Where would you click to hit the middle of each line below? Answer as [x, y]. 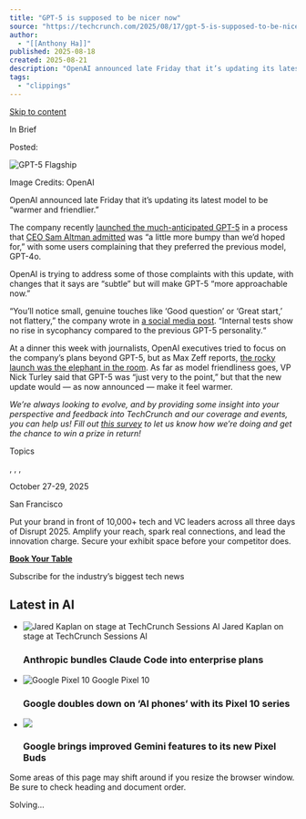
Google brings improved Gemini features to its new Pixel [149, 746]
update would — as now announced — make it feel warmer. [122, 386]
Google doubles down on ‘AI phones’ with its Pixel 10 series [156, 703]
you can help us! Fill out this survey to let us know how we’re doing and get [151, 424]
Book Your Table [41, 558]
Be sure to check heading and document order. [98, 787]
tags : [20, 77]
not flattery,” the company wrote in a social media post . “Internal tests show [152, 321]
